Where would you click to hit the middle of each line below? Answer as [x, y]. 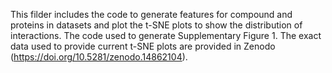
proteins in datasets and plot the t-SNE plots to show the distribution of [156, 25]
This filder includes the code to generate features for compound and [151, 14]
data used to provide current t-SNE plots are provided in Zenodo [143, 46]
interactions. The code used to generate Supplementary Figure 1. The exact [166, 35]
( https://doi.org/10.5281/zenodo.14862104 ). [99, 57]
